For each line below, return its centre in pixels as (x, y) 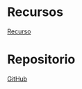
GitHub (17, 79)
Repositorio (41, 59)
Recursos (35, 12)
